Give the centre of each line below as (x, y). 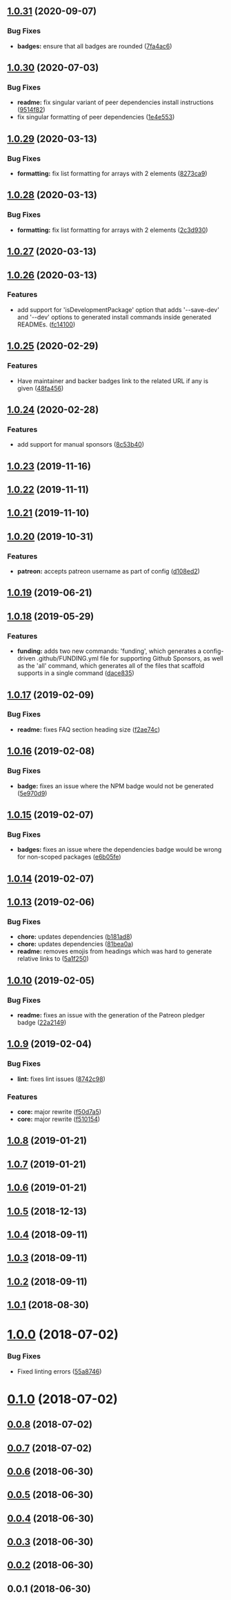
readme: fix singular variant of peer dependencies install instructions (115, 102)
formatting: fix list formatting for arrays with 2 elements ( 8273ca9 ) (112, 174)
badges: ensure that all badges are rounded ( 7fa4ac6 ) (94, 46)
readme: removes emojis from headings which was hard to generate (114, 951)
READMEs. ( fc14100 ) (46, 324)
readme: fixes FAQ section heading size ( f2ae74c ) (89, 729)
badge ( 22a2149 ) (42, 1022)
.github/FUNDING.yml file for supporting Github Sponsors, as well (130, 658)
